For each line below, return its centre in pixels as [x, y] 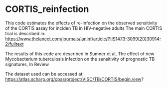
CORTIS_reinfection [47, 9]
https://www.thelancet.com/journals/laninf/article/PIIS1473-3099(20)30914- [83, 39]
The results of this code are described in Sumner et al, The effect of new [80, 54]
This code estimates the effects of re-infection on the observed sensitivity [81, 23]
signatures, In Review [27, 64]
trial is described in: [25, 33]
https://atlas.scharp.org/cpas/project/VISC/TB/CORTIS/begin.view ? [75, 79]
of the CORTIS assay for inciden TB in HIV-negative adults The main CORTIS [84, 28]
